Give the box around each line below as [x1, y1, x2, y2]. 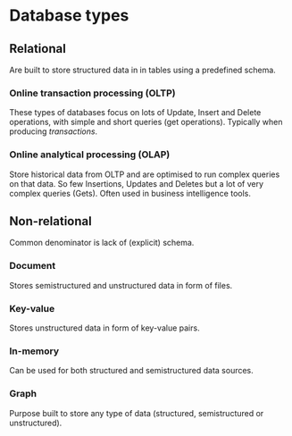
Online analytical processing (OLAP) [9, 148, 171, 161]
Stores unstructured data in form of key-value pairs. [9, 323, 200, 333]
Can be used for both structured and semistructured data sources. [9, 365, 254, 376]
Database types [9, 5, 129, 26]
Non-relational [9, 214, 92, 229]
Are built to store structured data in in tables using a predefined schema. [9, 64, 277, 75]
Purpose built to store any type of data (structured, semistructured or [9, 407, 264, 418]
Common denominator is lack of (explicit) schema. [9, 238, 195, 248]
